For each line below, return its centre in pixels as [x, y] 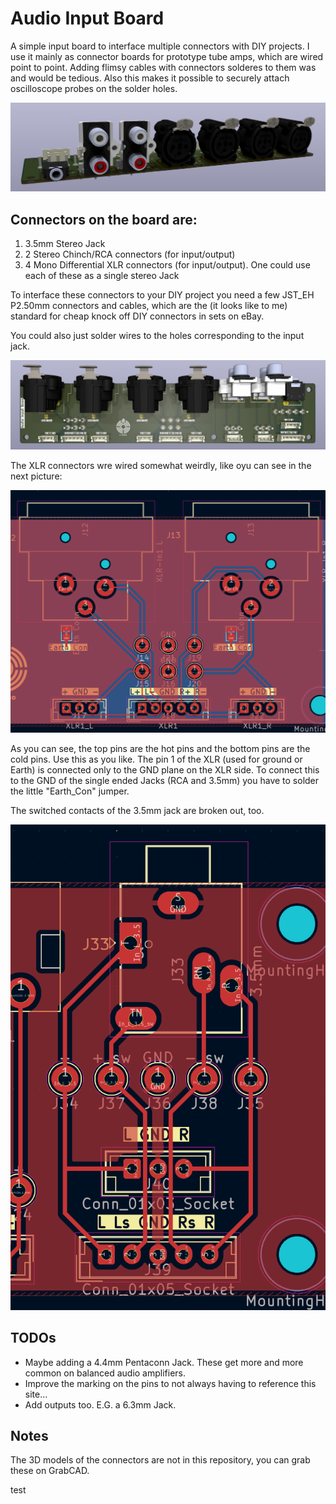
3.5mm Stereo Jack [65, 243]
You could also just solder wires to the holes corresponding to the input [157, 335]
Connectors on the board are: [104, 219]
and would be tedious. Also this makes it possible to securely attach [150, 78]
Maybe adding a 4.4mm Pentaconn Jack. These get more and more [164, 1362]
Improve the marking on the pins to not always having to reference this [170, 1383]
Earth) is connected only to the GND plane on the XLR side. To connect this [165, 769]
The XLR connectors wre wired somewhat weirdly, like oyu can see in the [161, 466]
